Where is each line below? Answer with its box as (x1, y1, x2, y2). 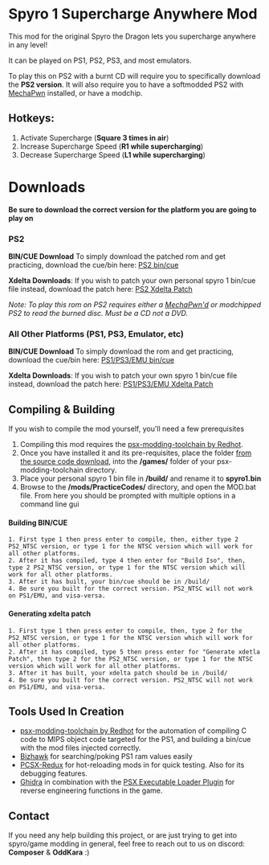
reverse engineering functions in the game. (19, 785, 163, 796)
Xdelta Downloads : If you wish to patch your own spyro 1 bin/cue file (8, 371, 238, 380)
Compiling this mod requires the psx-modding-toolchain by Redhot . (19, 440, 243, 449)
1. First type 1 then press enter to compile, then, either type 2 (8, 535, 239, 543)
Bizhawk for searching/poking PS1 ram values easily (19, 752, 193, 761)
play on (8, 213, 34, 223)
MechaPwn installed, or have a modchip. (8, 88, 143, 97)
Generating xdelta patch (8, 609, 92, 618)
